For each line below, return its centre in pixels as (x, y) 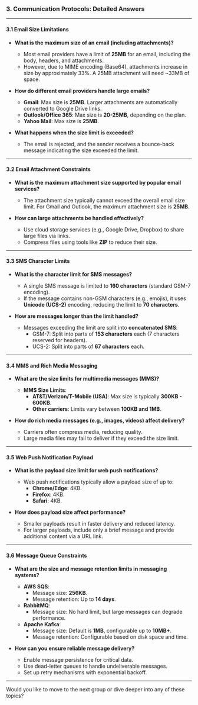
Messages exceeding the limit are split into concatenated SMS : (100, 327)
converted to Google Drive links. (62, 108)
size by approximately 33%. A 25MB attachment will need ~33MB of (106, 73)
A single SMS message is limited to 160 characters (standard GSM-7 (107, 285)
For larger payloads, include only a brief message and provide (99, 530)
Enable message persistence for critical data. (78, 659)
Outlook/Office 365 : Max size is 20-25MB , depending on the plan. (105, 115)
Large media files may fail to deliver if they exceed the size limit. (101, 438)
